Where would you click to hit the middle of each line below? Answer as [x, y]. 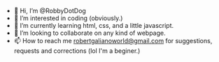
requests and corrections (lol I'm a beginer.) [77, 51]
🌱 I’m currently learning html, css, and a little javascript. [94, 25]
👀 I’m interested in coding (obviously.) [68, 18]
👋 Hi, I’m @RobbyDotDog [50, 11]
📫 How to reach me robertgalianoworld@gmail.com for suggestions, [113, 41]
